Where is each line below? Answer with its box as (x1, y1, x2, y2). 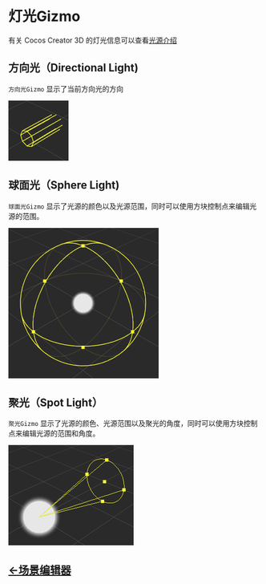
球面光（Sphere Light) (8, 178, 120, 193)
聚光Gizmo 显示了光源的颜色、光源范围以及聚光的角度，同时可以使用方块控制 (8, 419, 258, 428)
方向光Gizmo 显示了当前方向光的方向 (8, 83, 124, 93)
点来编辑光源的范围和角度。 (8, 428, 100, 438)
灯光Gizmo (8, 7, 81, 26)
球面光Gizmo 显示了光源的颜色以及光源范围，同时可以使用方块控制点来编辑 (8, 201, 250, 211)
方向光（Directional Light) (8, 61, 139, 75)
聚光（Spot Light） (8, 395, 103, 409)
